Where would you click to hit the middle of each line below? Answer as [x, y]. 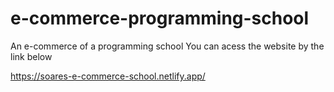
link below [31, 56]
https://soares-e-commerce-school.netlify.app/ [108, 76]
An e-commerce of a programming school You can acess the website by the [167, 46]
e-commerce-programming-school [160, 18]
